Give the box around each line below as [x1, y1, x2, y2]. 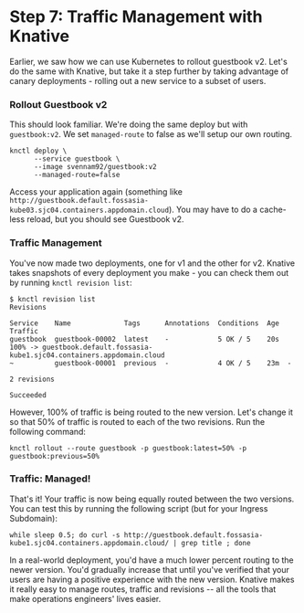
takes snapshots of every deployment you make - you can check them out [9, 267, 289, 278]
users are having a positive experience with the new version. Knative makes [9, 574, 295, 585]
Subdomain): [9, 513, 58, 523]
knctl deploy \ [9, 146, 68, 156]
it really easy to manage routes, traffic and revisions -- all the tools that [9, 583, 277, 595]
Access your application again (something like [9, 186, 183, 197]
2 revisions [9, 375, 55, 384]
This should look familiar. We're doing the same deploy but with [9, 119, 248, 130]
